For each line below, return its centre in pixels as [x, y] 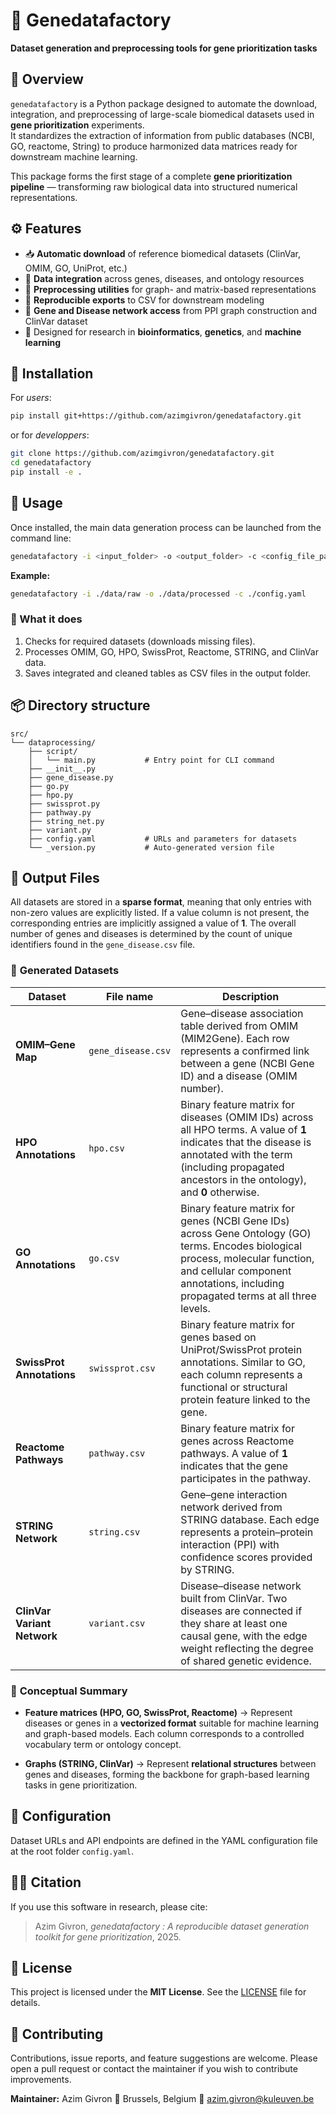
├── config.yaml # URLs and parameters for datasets [163, 839]
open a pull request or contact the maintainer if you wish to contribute [154, 2069]
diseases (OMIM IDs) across [247, 1117]
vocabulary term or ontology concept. [103, 1744]
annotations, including [232, 1283]
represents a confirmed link [245, 1051]
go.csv [104, 1258]
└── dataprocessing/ [53, 742]
